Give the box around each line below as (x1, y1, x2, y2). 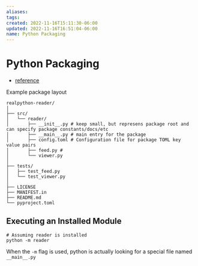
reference (14, 77, 40, 84)
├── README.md (6, 195, 42, 201)
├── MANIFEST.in (6, 190, 47, 196)
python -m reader (6, 237, 50, 243)
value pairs (6, 142, 36, 148)
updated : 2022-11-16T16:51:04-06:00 (6, 25, 98, 32)
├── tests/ (6, 163, 34, 169)
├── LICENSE (6, 184, 36, 190)
